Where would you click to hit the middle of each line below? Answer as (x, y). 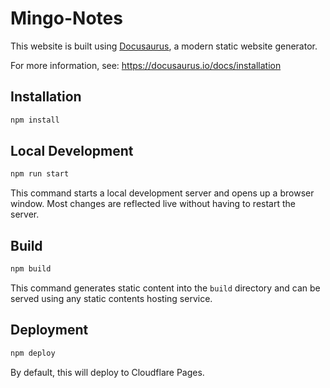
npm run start (40, 174)
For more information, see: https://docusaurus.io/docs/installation (146, 65)
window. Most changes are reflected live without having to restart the (153, 204)
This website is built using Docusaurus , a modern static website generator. (164, 46)
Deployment (49, 330)
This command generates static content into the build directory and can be (165, 288)
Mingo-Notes (66, 18)
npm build (31, 269)
